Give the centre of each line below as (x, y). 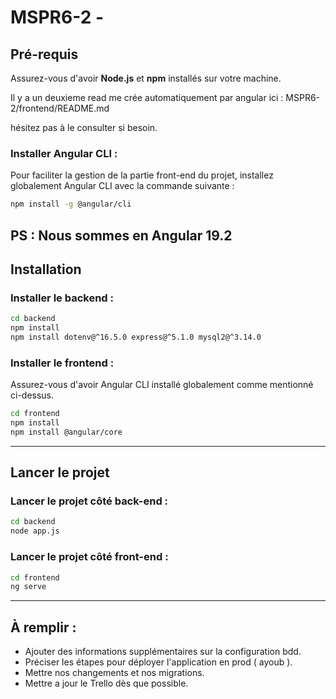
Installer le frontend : (62, 363)
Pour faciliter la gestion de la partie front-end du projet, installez (142, 175)
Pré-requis (44, 54)
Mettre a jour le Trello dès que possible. (106, 683)
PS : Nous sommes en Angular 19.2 (121, 235)
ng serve (28, 587)
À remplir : (43, 627)
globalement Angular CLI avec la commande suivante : (122, 186)
